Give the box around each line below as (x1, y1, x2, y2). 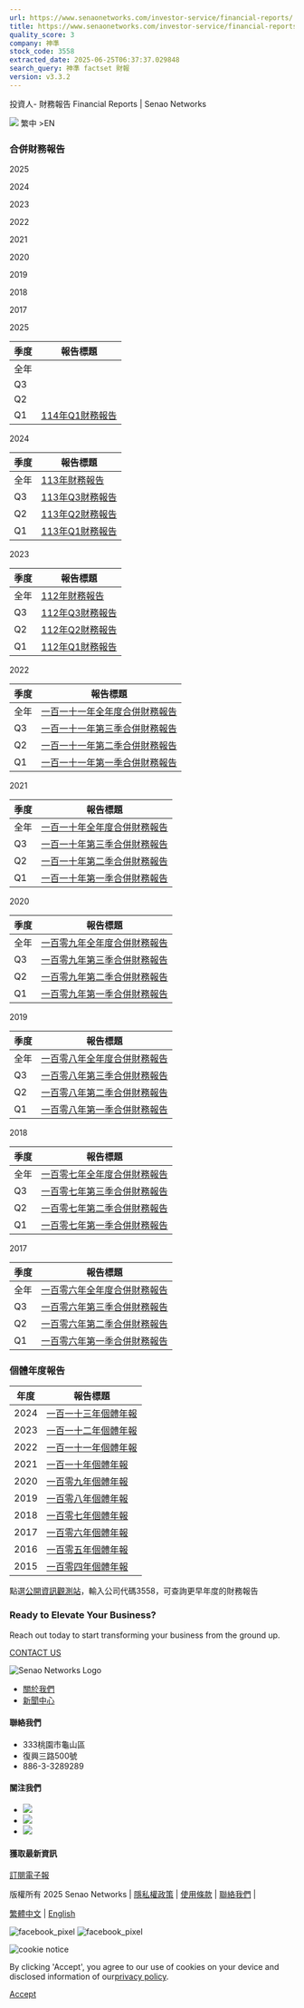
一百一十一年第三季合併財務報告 (41, 722, 178, 735)
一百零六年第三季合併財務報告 (41, 1301, 169, 1314)
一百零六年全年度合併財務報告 (41, 1284, 169, 1297)
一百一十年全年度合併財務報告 (41, 821, 169, 834)
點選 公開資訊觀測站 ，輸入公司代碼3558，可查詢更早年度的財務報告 (9, 1585, 259, 1597)
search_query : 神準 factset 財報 (9, 64, 130, 73)
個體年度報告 (9, 1364, 66, 1376)
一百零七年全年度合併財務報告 (41, 1168, 169, 1180)
